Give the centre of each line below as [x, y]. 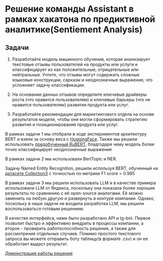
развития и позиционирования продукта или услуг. [65, 124]
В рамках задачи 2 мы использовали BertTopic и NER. [61, 159]
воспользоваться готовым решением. [45, 209]
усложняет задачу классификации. [48, 85]
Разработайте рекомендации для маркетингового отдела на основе [83, 114]
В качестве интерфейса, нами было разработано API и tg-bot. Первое [78, 218]
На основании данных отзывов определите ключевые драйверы [79, 94]
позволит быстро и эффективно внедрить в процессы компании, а [74, 223]
